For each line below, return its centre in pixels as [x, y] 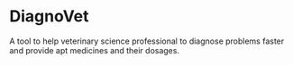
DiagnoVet [49, 16]
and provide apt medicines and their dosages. [95, 50]
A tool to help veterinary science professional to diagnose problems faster [147, 41]
